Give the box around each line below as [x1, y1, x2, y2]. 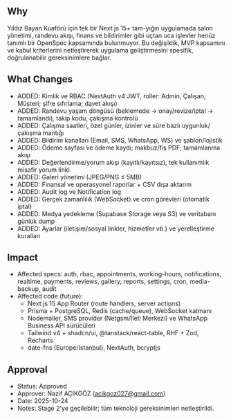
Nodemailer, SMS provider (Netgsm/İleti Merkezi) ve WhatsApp [27, 314, 208, 323]
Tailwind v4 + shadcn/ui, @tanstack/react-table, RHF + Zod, [27, 329, 199, 337]
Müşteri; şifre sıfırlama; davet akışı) [17, 99, 118, 107]
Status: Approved [17, 382, 67, 391]
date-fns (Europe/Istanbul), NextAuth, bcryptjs [27, 344, 160, 352]
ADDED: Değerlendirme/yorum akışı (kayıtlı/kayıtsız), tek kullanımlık [17, 158, 210, 166]
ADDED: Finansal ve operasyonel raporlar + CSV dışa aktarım [17, 180, 192, 188]
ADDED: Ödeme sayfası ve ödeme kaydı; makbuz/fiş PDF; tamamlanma [17, 143, 221, 152]
